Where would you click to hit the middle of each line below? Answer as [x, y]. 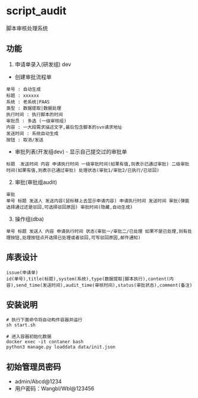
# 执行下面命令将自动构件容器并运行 [44, 320]
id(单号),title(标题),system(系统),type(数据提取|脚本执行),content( [88, 279]
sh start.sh [21, 325]
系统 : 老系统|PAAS [28, 102]
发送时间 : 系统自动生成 [32, 133]
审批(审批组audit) [36, 182]
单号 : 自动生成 [23, 89]
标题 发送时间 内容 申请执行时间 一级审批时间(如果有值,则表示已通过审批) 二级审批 [98, 164]
